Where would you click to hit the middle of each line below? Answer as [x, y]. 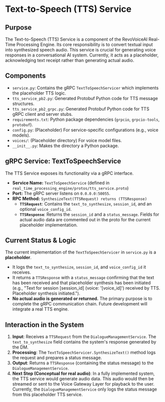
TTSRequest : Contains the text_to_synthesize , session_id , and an [85, 203]
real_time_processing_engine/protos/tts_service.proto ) [70, 188]
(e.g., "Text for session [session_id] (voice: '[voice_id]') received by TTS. [86, 288]
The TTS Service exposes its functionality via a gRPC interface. [69, 173]
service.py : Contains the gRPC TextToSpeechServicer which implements [85, 88]
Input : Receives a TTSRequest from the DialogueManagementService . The [84, 337]
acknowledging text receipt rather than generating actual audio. [70, 60]
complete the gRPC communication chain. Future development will [80, 304]
